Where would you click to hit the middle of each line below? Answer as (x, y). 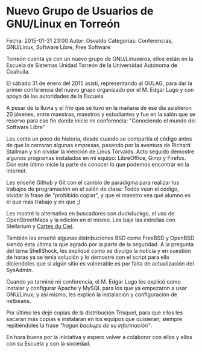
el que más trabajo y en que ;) (43, 202)
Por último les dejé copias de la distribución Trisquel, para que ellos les (94, 313)
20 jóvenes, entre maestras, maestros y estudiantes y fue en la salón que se (101, 114)
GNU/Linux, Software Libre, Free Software (58, 47)
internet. (17, 171)
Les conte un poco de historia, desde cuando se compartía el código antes (99, 138)
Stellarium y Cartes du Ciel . (40, 226)
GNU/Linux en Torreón (63, 24)
